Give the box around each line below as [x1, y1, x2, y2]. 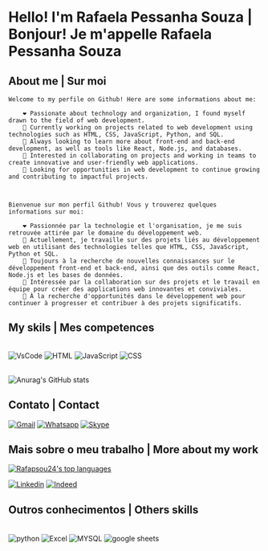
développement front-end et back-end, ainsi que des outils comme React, [8, 264, 261, 272]
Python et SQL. [8, 250, 59, 258]
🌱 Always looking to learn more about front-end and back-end [22, 137, 235, 145]
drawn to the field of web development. [8, 116, 146, 124]
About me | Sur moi [8, 74, 107, 88]
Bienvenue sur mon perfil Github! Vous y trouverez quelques [8, 201, 217, 209]
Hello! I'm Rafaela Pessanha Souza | [8, 8, 253, 27]
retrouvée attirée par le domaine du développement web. [8, 229, 203, 237]
